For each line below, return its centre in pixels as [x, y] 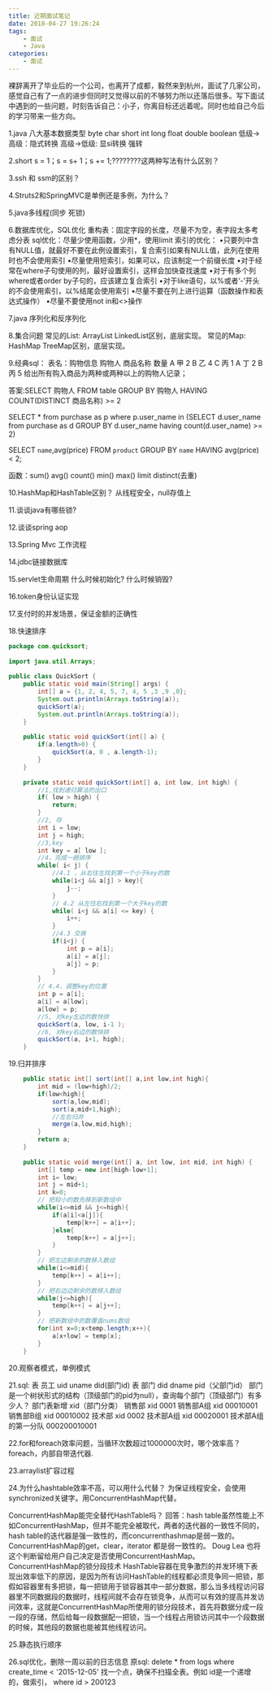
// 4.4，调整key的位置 [72, 986]
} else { [63, 1230]
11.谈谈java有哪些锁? [43, 510]
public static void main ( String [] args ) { [96, 684]
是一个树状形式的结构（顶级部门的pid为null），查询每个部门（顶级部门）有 [132, 1395]
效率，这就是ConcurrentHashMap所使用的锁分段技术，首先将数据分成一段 [139, 1606]
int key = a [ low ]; [72, 851]
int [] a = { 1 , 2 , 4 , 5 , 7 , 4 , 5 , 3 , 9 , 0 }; [113, 692]
